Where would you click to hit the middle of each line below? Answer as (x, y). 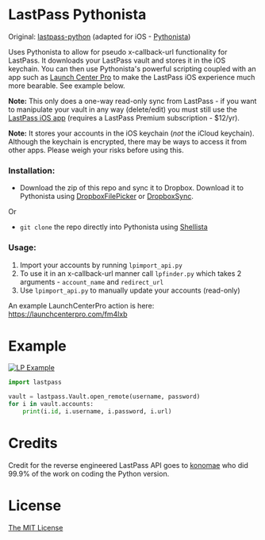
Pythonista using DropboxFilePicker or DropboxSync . (107, 197)
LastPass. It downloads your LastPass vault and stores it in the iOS (117, 60)
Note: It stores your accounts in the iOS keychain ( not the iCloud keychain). (131, 133)
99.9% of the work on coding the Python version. (89, 473)
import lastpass (35, 382)
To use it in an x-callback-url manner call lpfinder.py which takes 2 (131, 273)
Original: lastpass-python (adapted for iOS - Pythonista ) (100, 36)
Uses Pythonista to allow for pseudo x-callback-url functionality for (118, 52)
